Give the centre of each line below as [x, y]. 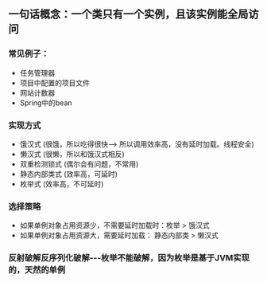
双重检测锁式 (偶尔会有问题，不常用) [79, 164]
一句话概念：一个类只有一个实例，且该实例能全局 [128, 14]
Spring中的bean [46, 103]
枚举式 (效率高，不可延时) [62, 184]
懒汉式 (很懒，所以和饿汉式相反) [72, 154]
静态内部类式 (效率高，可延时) [68, 174]
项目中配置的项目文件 [54, 83]
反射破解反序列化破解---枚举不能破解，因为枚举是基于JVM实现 [129, 258]
